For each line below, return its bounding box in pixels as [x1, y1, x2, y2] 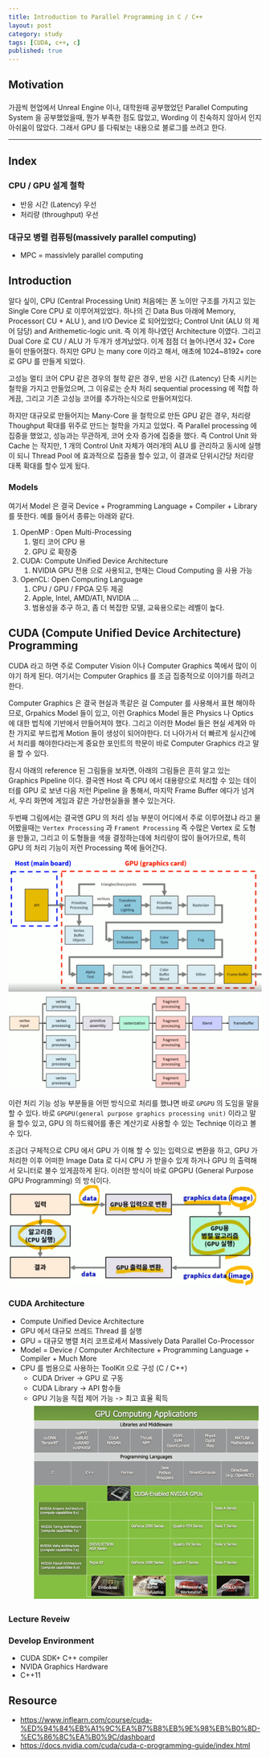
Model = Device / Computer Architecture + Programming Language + [19, 1345, 250, 1354]
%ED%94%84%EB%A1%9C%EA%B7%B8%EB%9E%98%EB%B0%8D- [19, 1723, 261, 1733]
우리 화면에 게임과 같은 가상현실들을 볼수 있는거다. [18, 796, 175, 806]
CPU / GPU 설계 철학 [8, 179, 85, 191]
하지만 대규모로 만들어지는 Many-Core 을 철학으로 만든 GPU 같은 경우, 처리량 [8, 411, 252, 421]
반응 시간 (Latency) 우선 [19, 199, 97, 209]
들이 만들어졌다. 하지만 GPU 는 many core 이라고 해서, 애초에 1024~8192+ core [8, 347, 262, 356]
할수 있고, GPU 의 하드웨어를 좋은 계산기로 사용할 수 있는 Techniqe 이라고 [16, 1118, 248, 1128]
